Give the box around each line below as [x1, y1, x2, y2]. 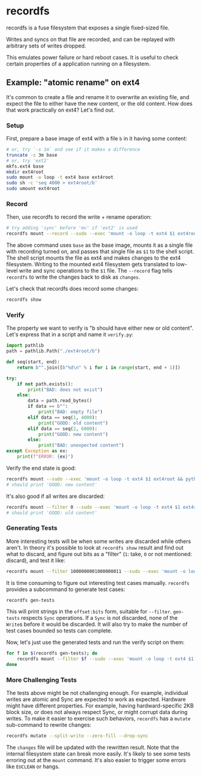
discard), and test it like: [6, 557, 66, 564]
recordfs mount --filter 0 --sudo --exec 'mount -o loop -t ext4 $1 [6, 504, 181, 510]
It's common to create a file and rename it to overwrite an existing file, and [6, 93, 190, 100]
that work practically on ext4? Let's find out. [6, 106, 115, 114]
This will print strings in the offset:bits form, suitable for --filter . [6, 608, 172, 615]
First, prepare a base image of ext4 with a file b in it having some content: [6, 135, 187, 142]
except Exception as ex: [6, 448, 68, 454]
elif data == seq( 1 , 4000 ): [28, 414, 98, 420]
